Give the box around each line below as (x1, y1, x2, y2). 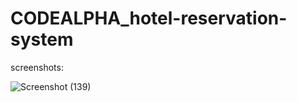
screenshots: (10, 61, 64, 73)
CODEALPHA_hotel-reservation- (10, 7, 288, 30)
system (10, 28, 74, 51)
